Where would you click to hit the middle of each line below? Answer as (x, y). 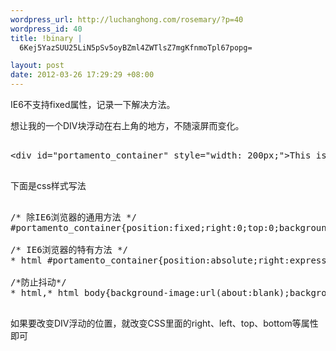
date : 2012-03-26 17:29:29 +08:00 (82, 75)
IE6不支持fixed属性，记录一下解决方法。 (93, 104)
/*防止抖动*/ (38, 282)
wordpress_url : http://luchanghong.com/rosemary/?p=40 (127, 19)
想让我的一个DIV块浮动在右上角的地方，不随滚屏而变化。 (127, 125)
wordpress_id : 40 (46, 29)
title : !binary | (46, 38)
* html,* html (45, 292)
